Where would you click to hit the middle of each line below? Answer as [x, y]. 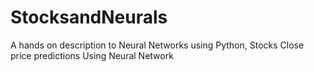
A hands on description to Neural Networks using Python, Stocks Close [157, 45]
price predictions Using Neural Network [92, 55]
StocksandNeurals [89, 17]
